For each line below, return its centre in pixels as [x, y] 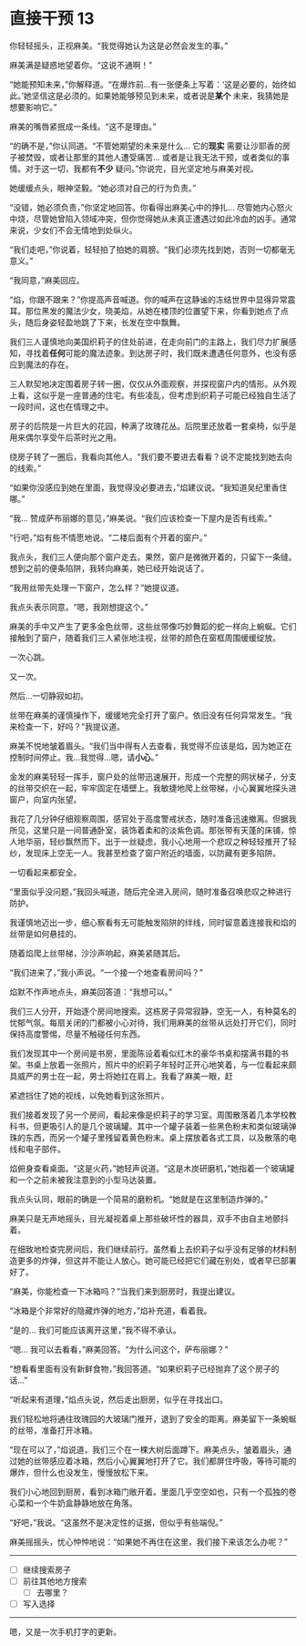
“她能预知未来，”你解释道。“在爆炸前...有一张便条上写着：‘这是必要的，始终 [149, 84]
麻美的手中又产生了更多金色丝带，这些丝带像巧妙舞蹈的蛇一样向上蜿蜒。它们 [153, 626]
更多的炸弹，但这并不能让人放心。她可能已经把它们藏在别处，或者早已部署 [157, 1260]
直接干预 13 [52, 19]
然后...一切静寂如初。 [49, 695]
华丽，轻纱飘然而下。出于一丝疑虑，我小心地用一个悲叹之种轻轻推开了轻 [161, 841]
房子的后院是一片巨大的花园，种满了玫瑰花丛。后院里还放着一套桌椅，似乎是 [153, 425]
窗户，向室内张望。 [46, 799]
